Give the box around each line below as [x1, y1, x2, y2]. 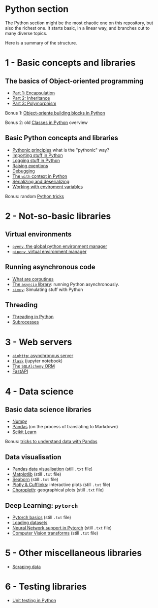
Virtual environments [5, 230, 72, 239]
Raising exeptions [12, 162, 48, 168]
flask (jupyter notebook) [12, 358, 63, 364]
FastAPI [12, 368, 28, 374]
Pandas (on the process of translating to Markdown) [12, 424, 118, 430]
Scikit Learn [12, 429, 37, 435]
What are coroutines [12, 276, 54, 282]
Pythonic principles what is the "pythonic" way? [12, 147, 110, 153]
